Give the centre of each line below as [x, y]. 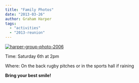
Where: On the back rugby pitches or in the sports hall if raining [70, 66]
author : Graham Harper [28, 19]
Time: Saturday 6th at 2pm [32, 56]
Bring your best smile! [28, 75]
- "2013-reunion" [27, 33]
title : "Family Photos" [30, 10]
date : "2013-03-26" [25, 14]
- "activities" [25, 28]
